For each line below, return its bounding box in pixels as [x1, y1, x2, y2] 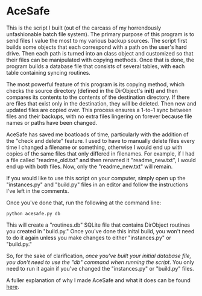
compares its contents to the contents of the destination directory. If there [6, 93, 190, 101]
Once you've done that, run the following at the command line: [6, 199, 162, 206]
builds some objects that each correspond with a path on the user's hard [6, 43, 187, 51]
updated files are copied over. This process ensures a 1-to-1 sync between [6, 106, 192, 113]
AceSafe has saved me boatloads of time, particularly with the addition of [6, 131, 189, 138]
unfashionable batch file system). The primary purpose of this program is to [6, 30, 195, 37]
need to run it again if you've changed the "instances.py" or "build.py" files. [6, 265, 194, 272]
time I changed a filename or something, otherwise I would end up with [6, 143, 183, 151]
